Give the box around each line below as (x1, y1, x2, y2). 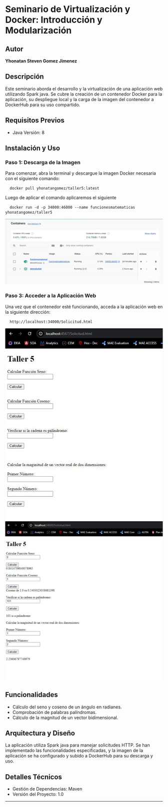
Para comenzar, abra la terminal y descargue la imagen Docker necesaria (5, 170, 156, 176)
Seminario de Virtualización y (5, 4, 130, 15)
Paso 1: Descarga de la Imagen (5, 159, 81, 166)
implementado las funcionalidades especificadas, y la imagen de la (5, 747, 143, 753)
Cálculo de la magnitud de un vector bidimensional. (12, 714, 118, 720)
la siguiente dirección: (5, 309, 51, 315)
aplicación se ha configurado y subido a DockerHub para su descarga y (5, 753, 153, 759)
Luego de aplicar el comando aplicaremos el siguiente (5, 195, 116, 201)
